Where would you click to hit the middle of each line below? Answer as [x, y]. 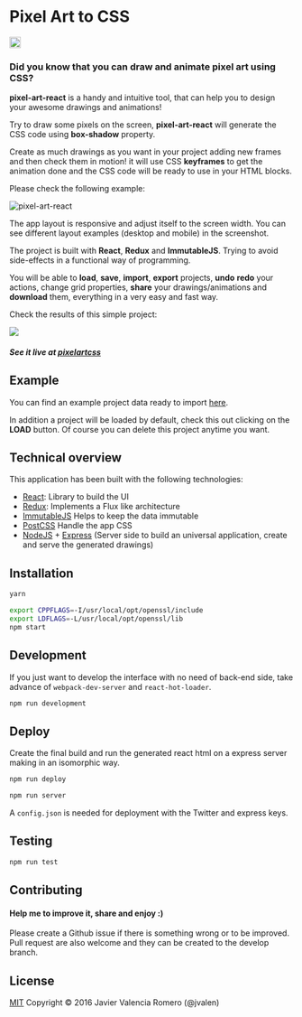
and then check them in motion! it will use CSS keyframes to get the [136, 162]
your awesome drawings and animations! [86, 107]
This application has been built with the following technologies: [126, 480]
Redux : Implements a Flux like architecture [101, 507]
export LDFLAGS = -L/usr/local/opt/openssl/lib [96, 619]
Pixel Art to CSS [70, 17]
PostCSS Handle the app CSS [77, 526]
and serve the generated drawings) [88, 545]
